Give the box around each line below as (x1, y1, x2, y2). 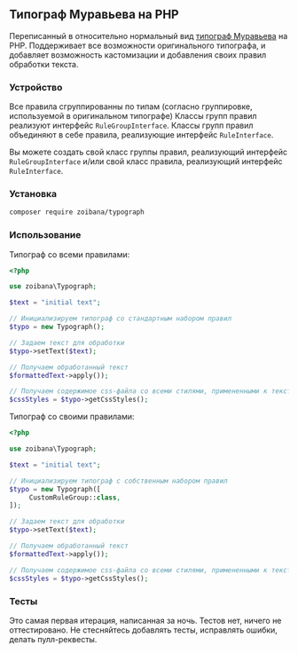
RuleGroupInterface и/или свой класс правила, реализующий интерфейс (9, 156, 283, 167)
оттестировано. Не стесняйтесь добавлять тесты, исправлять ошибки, (9, 625, 278, 635)
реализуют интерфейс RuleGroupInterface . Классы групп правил (9, 120, 254, 131)
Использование (9, 229, 82, 241)
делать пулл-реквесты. (9, 633, 98, 644)
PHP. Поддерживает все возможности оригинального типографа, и (9, 40, 266, 51)
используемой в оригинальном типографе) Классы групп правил (9, 111, 257, 122)
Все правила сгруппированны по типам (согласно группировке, (9, 101, 253, 112)
